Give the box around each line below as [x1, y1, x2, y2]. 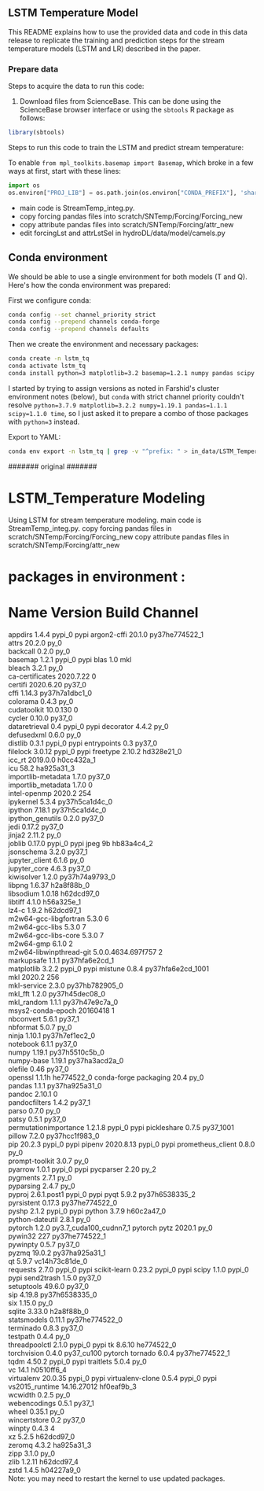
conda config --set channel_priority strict [8, 311, 156, 318]
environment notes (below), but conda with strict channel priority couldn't [8, 392, 245, 401]
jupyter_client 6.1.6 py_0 [8, 855, 85, 864]
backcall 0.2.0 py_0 [8, 646, 71, 656]
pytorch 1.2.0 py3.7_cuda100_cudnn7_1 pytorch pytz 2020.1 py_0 [8, 1223, 214, 1232]
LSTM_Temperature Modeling [8, 489, 206, 506]
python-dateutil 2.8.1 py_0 [8, 1214, 91, 1224]
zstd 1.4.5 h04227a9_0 [8, 1465, 81, 1474]
